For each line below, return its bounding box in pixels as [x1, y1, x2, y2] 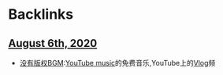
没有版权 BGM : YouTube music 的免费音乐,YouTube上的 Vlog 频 [19, 59, 216, 67]
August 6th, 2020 [8, 37, 98, 50]
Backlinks [8, 5, 74, 23]
